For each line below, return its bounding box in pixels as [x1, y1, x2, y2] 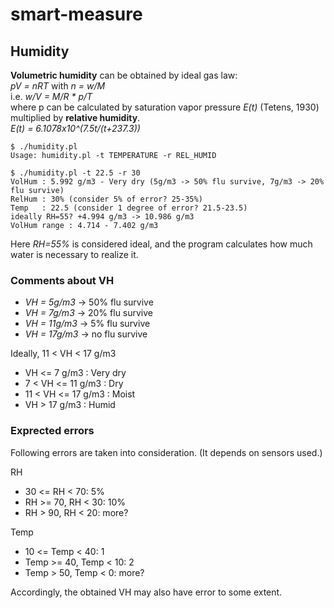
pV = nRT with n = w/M [10, 80, 106, 92]
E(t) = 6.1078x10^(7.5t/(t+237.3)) [10, 123, 141, 134]
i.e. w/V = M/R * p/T [10, 91, 93, 102]
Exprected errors [10, 424, 95, 438]
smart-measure [10, 3, 143, 26]
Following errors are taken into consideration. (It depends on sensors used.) [10, 446, 323, 458]
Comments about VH [10, 273, 115, 287]
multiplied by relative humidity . [10, 112, 141, 123]
